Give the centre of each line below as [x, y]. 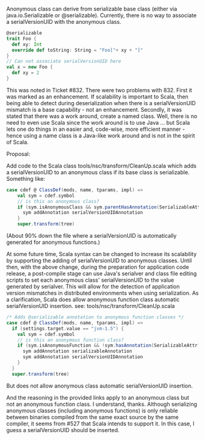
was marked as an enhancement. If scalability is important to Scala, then [98, 97]
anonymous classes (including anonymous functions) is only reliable [92, 410]
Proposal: [18, 154]
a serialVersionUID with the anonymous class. [64, 22]
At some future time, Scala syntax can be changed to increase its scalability [102, 254]
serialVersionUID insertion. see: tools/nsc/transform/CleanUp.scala [91, 306]
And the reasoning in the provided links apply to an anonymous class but [98, 397]
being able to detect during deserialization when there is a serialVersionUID [101, 103]
